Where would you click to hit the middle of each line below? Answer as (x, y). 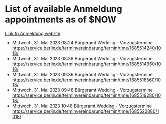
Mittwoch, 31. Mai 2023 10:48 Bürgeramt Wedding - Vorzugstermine (82, 106)
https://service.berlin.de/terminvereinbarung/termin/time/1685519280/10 (86, 95)
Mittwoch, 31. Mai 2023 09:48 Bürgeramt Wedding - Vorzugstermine (82, 90)
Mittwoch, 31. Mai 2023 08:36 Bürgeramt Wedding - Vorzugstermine (82, 58)
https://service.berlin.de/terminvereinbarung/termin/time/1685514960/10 (86, 64)
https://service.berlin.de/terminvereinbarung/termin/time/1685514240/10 (86, 48)
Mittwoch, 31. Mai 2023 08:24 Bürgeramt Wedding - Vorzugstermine (82, 42)
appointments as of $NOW (61, 20)
